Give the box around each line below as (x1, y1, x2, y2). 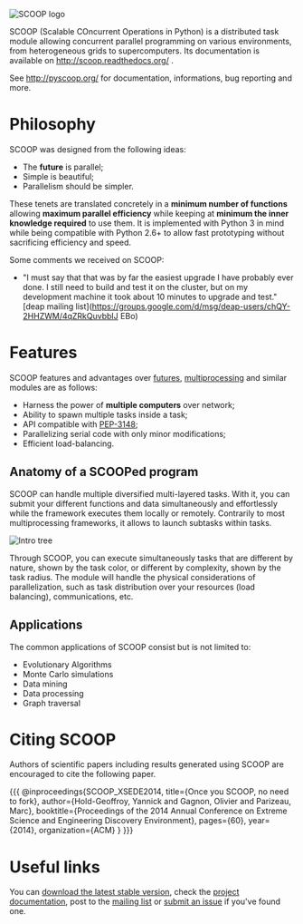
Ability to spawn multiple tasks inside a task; (22, 409, 188, 420)
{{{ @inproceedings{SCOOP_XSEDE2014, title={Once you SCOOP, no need (9, 786, 289, 797)
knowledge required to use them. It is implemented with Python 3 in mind (9, 218, 285, 229)
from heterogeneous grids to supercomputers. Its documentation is (9, 45, 260, 56)
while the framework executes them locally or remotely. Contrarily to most (9, 508, 285, 519)
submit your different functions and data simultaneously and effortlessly (9, 498, 279, 509)
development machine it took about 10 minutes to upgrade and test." (22, 291, 278, 302)
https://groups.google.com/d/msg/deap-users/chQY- (91, 300, 291, 312)
